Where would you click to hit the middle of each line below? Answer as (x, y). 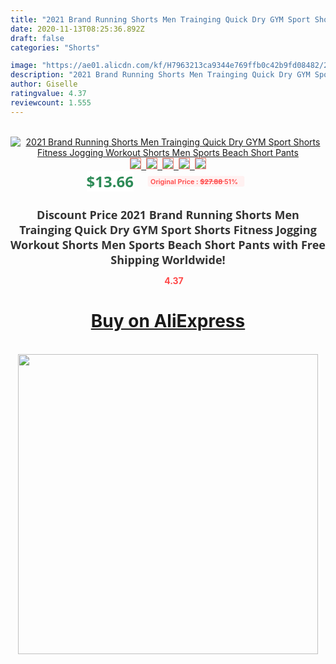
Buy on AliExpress (168, 321)
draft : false (37, 38)
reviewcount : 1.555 (51, 102)
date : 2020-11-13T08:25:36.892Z (77, 29)
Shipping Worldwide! (168, 259)
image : (24, 66)
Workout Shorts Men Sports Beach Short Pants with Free (168, 244)
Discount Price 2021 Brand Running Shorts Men (168, 214)
